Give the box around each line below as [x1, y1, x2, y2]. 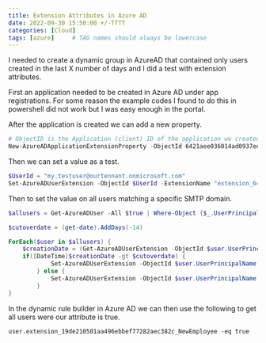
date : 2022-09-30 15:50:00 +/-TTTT [8, 19, 126, 27]
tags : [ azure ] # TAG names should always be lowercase [8, 33, 207, 42]
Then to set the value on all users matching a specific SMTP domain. [8, 193, 232, 203]
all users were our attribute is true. [8, 312, 120, 322]
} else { [36, 267, 66, 275]
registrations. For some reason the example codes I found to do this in [8, 96, 237, 105]
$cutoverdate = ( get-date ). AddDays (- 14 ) [8, 223, 144, 231]
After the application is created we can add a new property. [8, 120, 202, 129]
